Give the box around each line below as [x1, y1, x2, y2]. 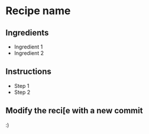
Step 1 [14, 82, 30, 89]
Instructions [5, 67, 51, 77]
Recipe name [5, 4, 71, 18]
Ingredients [5, 28, 49, 38]
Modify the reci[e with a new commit [5, 106, 143, 116]
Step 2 [14, 89, 31, 96]
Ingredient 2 [14, 50, 44, 57]
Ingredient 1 [14, 43, 43, 50]
